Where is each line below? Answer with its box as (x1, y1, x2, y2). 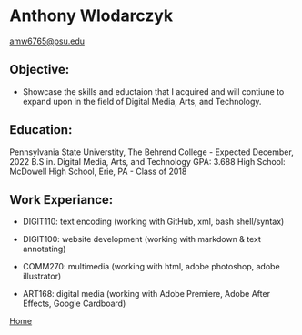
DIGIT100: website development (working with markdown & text (22, 234, 262, 245)
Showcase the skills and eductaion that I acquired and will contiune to (22, 86, 285, 96)
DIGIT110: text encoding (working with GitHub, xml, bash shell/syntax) (22, 216, 285, 228)
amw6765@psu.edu (9, 36, 85, 46)
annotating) (22, 243, 66, 255)
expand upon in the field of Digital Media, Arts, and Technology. (22, 96, 262, 107)
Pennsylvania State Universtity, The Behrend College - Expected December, (9, 147, 294, 157)
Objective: (9, 62, 70, 77)
